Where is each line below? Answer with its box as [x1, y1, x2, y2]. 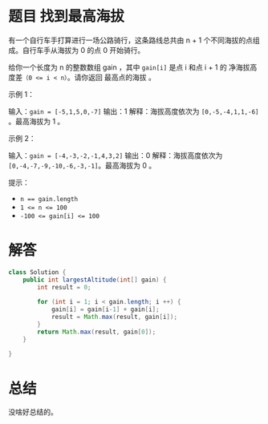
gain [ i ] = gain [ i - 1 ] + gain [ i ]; [51, 305, 160, 313]
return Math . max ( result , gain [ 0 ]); [37, 328, 156, 336]
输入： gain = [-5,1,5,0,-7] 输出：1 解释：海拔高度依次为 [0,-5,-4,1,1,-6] [8, 106, 259, 116]
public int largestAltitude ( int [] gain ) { [22, 276, 167, 284]
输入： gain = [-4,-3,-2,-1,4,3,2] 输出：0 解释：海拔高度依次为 [8, 150, 223, 160]
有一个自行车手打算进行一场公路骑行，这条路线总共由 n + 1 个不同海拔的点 [8, 35, 253, 45]
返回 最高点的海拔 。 [87, 72, 156, 82]
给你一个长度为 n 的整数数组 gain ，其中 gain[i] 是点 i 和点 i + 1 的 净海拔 [8, 62, 250, 72]
